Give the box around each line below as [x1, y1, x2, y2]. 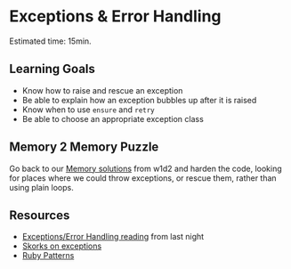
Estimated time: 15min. [9, 36, 92, 46]
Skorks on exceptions [21, 240, 102, 251]
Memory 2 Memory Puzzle [9, 140, 159, 155]
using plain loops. [9, 182, 74, 192]
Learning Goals [9, 61, 96, 77]
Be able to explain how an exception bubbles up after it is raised [21, 94, 257, 105]
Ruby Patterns [21, 250, 75, 261]
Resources [9, 208, 70, 223]
